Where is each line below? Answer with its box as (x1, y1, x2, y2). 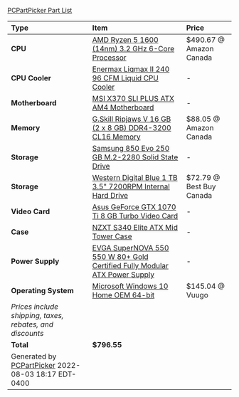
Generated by (11, 351, 57, 361)
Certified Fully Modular (92, 261, 169, 270)
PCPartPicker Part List (7, 6, 73, 14)
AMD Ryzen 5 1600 (92, 35, 159, 45)
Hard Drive (92, 191, 129, 200)
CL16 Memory (92, 132, 141, 142)
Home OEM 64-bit (92, 290, 155, 300)
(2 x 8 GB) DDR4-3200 (92, 123, 172, 132)
